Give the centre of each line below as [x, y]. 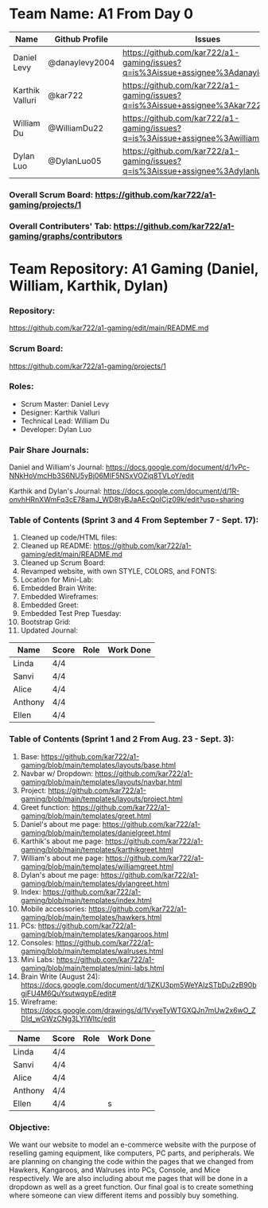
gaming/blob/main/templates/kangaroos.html [95, 934]
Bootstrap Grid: [45, 622]
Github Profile [81, 39]
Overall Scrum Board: [51, 194]
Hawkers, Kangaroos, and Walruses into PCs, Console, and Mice [115, 1170]
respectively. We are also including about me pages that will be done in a [128, 1179]
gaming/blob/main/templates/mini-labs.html [92, 968]
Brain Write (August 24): [60, 976]
